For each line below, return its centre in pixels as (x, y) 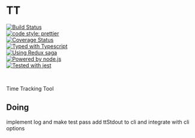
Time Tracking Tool (30, 88)
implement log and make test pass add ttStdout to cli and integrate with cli (98, 122)
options (16, 128)
